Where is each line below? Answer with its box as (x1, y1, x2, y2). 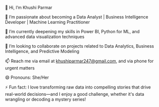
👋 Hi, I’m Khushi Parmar (5, 5, 53, 10)
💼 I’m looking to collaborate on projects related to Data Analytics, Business (5, 43, 154, 49)
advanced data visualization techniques (5, 34, 85, 39)
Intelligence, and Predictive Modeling (5, 49, 79, 54)
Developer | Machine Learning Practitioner (5, 19, 90, 25)
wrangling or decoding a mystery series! (5, 96, 86, 102)
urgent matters (5, 65, 35, 71)
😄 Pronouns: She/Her (5, 74, 49, 80)
